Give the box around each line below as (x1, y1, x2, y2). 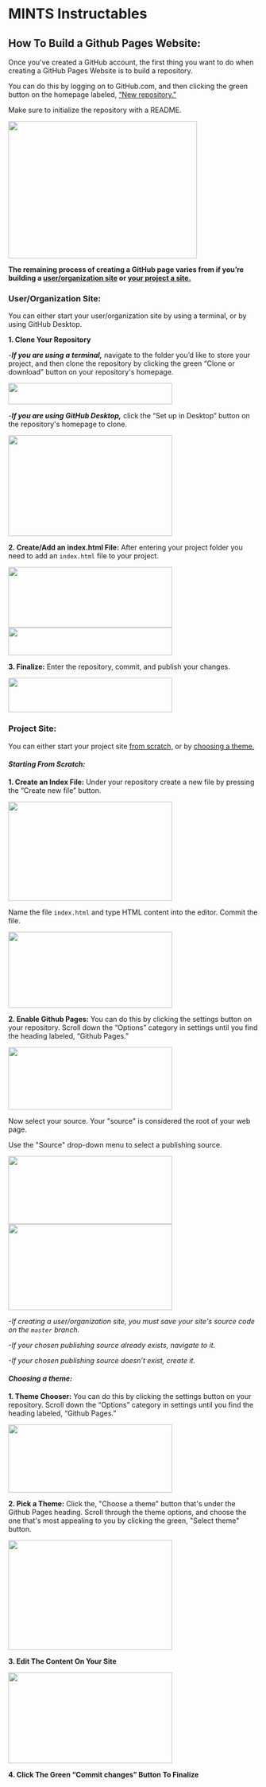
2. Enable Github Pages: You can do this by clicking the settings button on (8, 1014, 253, 1024)
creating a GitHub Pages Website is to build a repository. (8, 66, 193, 76)
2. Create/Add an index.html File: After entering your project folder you (8, 542, 244, 553)
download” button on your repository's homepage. (8, 367, 174, 377)
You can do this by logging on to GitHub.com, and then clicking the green (8, 81, 249, 91)
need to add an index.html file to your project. (8, 551, 159, 561)
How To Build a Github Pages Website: (8, 37, 201, 50)
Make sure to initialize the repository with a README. (8, 105, 182, 115)
